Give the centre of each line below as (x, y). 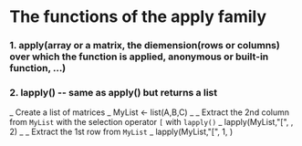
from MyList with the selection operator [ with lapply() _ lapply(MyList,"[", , (151, 122)
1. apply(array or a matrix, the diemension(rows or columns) (145, 46)
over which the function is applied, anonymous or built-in (139, 57)
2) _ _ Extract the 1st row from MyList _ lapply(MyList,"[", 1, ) (121, 132)
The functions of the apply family (138, 17)
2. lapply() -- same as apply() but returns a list (113, 93)
